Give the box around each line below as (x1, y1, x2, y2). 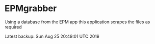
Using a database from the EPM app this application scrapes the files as (4, 19, 150, 25)
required (4, 24, 22, 29)
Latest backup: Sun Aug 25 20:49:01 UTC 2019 (4, 33, 100, 39)
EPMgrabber (4, 3, 57, 14)
